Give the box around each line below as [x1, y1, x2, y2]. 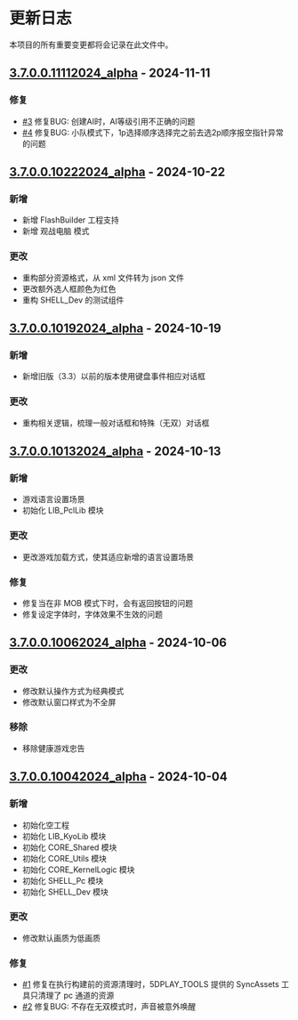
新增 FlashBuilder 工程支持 [21, 215, 120, 225]
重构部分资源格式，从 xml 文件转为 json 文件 [21, 272, 185, 283]
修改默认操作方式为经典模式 [21, 685, 125, 696]
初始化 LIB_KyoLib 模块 [21, 830, 107, 841]
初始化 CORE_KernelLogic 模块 [21, 864, 135, 875]
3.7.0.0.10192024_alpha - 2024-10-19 [9, 321, 221, 336]
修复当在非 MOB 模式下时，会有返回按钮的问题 [21, 597, 194, 608]
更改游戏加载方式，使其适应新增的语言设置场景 [21, 551, 194, 562]
